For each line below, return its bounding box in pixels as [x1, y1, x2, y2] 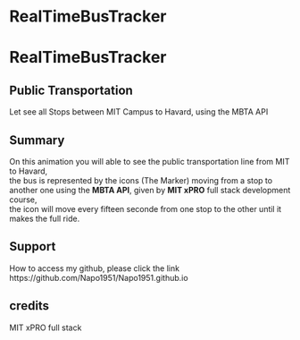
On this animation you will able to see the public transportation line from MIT [9, 157, 290, 166]
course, [9, 194, 37, 205]
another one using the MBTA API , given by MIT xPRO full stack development [9, 185, 291, 195]
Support [9, 239, 56, 254]
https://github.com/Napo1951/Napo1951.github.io [9, 272, 189, 283]
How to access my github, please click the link [9, 262, 180, 274]
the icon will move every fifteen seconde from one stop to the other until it [9, 204, 282, 214]
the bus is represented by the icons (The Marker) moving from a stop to [9, 175, 273, 185]
